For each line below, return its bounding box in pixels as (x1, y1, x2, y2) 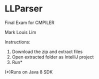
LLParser (4, 3, 43, 14)
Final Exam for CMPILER (4, 19, 54, 25)
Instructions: (4, 38, 30, 45)
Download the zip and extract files (11, 48, 83, 54)
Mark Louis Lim (4, 29, 36, 35)
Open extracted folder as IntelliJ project (11, 53, 94, 60)
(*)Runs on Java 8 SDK (4, 68, 53, 75)
